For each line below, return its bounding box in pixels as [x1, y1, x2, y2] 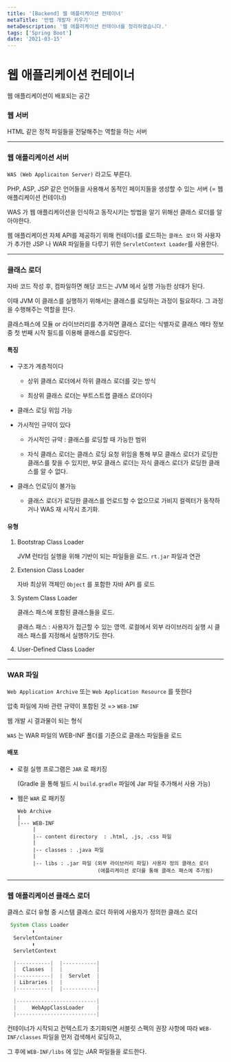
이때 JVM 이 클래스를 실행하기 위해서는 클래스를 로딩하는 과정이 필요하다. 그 [7, 296, 211, 305]
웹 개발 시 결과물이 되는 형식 [7, 716, 82, 724]
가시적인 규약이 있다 [16, 421, 71, 429]
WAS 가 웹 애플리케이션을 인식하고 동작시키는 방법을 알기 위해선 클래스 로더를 [7, 207, 215, 216]
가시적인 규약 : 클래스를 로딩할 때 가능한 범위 [27, 436, 146, 444]
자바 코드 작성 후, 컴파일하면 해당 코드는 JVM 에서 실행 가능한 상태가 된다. [7, 282, 205, 290]
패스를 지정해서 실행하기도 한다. [30, 631, 115, 640]
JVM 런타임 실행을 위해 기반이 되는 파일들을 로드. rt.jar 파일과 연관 [16, 552, 201, 560]
